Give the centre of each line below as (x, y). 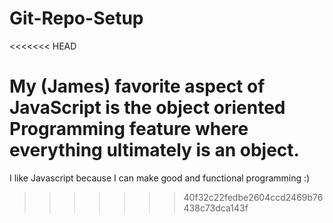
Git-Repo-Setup (76, 18)
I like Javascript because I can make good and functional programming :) (160, 178)
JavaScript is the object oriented (147, 108)
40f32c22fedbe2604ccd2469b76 (253, 197)
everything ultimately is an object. (154, 150)
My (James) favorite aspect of (137, 86)
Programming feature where (129, 129)
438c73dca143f (216, 208)
